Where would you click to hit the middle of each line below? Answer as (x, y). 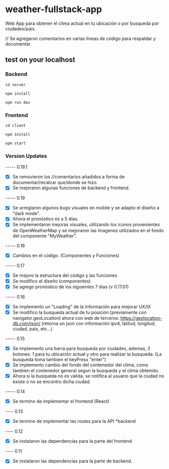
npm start (16, 143)
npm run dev (18, 102)
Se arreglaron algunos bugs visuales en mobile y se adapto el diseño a (86, 208)
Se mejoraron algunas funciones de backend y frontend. (71, 188)
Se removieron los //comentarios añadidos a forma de (69, 177)
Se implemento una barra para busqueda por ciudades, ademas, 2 (81, 348)
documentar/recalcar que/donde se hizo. (55, 183)
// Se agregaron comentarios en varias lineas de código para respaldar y (81, 38)
